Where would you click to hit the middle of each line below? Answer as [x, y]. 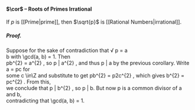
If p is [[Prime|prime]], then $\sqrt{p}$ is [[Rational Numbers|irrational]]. [94, 22]
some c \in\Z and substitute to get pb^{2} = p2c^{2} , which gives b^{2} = [95, 76]
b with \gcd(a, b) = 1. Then [38, 57]
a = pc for [18, 69]
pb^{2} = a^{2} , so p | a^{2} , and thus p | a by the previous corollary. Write [98, 63]
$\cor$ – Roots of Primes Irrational [49, 9]
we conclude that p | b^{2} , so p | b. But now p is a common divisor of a [94, 88]
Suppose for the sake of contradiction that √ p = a [67, 50]
